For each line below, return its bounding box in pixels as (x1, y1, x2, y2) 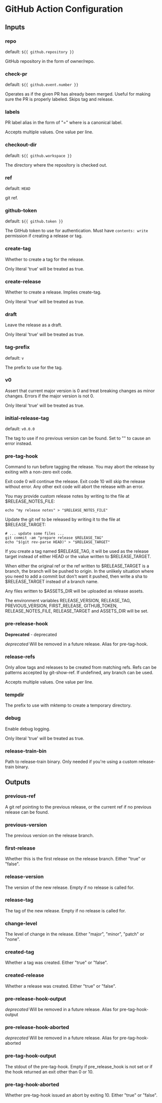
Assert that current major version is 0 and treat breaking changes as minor (5, 388, 155, 393)
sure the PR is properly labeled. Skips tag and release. (5, 97, 114, 102)
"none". (5, 936, 20, 942)
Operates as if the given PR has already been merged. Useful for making (5, 91, 151, 97)
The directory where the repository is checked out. (5, 162, 107, 168)
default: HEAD (5, 185, 31, 192)
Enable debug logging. (5, 726, 50, 732)
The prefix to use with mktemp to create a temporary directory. (5, 702, 132, 709)
